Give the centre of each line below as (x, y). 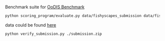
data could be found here (31, 25)
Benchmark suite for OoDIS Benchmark (45, 7)
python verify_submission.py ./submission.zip (54, 34)
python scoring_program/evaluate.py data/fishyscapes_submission (73, 16)
